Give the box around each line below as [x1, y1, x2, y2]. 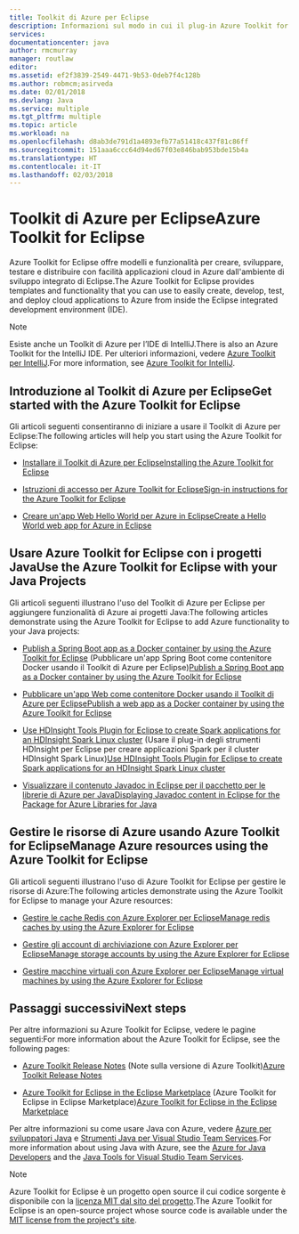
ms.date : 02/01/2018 [9, 87, 86, 96]
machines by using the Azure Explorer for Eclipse [21, 975, 203, 986]
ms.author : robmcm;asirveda [9, 79, 114, 88]
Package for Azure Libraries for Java [21, 799, 158, 809]
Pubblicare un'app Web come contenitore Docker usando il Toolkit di [21, 688, 274, 699]
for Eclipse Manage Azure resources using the [9, 839, 269, 854]
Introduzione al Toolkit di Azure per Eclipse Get [9, 384, 272, 399]
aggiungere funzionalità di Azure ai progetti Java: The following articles [9, 606, 269, 617]
